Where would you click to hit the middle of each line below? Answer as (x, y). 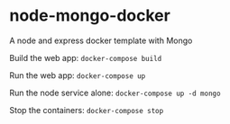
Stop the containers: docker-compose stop (87, 110)
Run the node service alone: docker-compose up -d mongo (115, 93)
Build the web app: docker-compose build (86, 58)
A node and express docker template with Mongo (101, 40)
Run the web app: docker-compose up (78, 75)
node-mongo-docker (90, 16)
